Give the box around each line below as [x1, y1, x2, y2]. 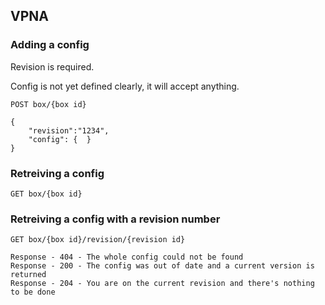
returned [10, 270, 47, 280]
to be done [10, 287, 56, 298]
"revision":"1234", [28, 125, 110, 136]
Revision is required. [10, 60, 95, 73]
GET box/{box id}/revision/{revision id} [10, 235, 186, 245]
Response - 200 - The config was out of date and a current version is [10, 261, 315, 271]
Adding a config [10, 38, 90, 52]
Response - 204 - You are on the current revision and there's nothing [10, 279, 315, 289]
